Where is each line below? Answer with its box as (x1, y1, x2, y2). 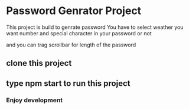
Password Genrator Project (6, 4, 142, 18)
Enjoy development (6, 96, 63, 104)
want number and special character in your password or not (6, 29, 152, 36)
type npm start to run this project (6, 78, 131, 88)
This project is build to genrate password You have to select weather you (6, 24, 184, 31)
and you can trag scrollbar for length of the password (6, 41, 136, 48)
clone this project (6, 58, 72, 68)
